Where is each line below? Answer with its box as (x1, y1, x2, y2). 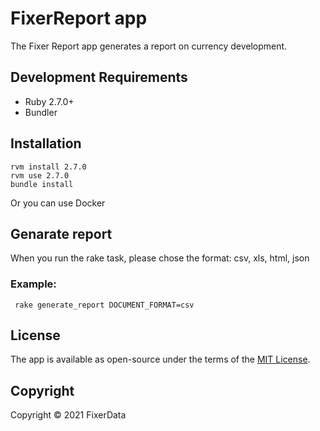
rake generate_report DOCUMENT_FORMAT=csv (14, 300, 195, 310)
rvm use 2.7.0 (10, 170, 70, 181)
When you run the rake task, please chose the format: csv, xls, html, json (10, 252, 310, 264)
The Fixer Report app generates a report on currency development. (10, 40, 288, 52)
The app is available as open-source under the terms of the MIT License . (10, 353, 311, 366)
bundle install (10, 179, 74, 189)
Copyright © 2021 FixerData (10, 409, 127, 421)
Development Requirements (10, 69, 188, 86)
